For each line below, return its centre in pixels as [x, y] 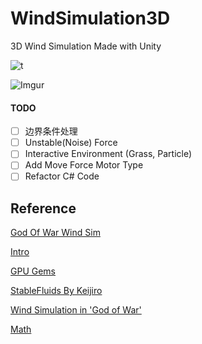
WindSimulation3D [90, 18]
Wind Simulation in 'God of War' [76, 310]
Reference [43, 208]
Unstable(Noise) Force [71, 143]
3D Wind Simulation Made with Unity [86, 46]
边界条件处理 [51, 131]
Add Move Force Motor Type [84, 165]
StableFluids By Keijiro [56, 291]
